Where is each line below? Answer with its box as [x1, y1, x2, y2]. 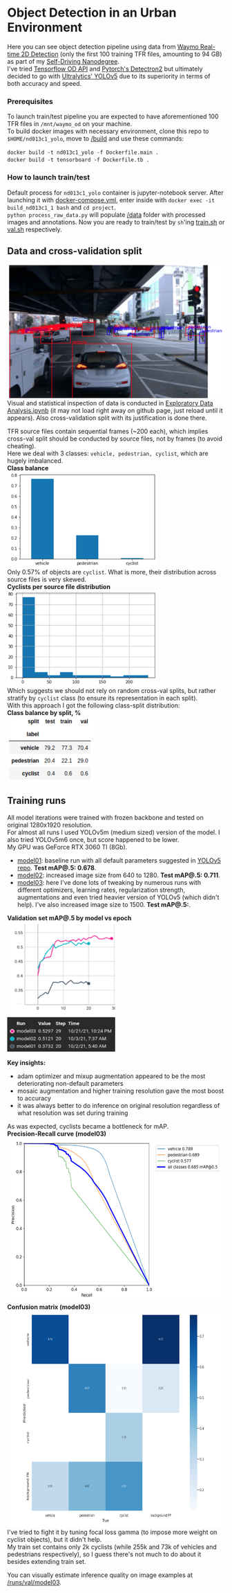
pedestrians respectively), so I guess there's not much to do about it [7, 1550, 202, 1558]
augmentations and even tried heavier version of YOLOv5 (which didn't [17, 892, 220, 901]
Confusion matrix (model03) [7, 1303, 91, 1311]
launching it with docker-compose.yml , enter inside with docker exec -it [7, 195, 215, 204]
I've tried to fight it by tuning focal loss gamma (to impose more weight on [7, 1528, 217, 1536]
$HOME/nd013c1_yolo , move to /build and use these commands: [7, 134, 184, 143]
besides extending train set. [7, 1557, 86, 1565]
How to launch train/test [7, 173, 90, 182]
